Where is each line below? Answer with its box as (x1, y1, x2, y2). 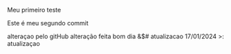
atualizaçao (7, 40, 40, 47)
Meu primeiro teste (7, 6, 62, 14)
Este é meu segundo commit (7, 19, 89, 27)
